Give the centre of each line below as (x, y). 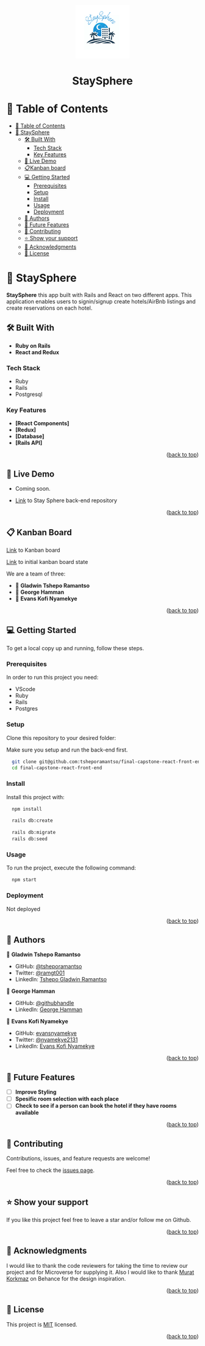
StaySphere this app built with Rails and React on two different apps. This (99, 295)
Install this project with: (36, 797)
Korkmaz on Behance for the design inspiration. (66, 1278)
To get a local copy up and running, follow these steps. (75, 648)
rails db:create (32, 821)
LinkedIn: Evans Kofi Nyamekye (55, 1046)
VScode (25, 689)
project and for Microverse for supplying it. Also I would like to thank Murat (100, 1272)
